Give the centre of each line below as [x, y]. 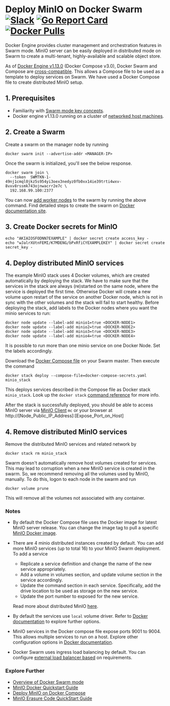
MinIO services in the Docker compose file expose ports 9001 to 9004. [87, 631]
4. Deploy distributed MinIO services [65, 263]
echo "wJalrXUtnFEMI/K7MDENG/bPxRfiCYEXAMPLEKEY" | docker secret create [85, 243]
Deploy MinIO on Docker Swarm [74, 9]
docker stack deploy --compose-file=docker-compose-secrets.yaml [76, 376]
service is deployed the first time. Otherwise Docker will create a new [78, 291]
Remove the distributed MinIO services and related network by [71, 444]
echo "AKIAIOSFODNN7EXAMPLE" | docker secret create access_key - [77, 238]
